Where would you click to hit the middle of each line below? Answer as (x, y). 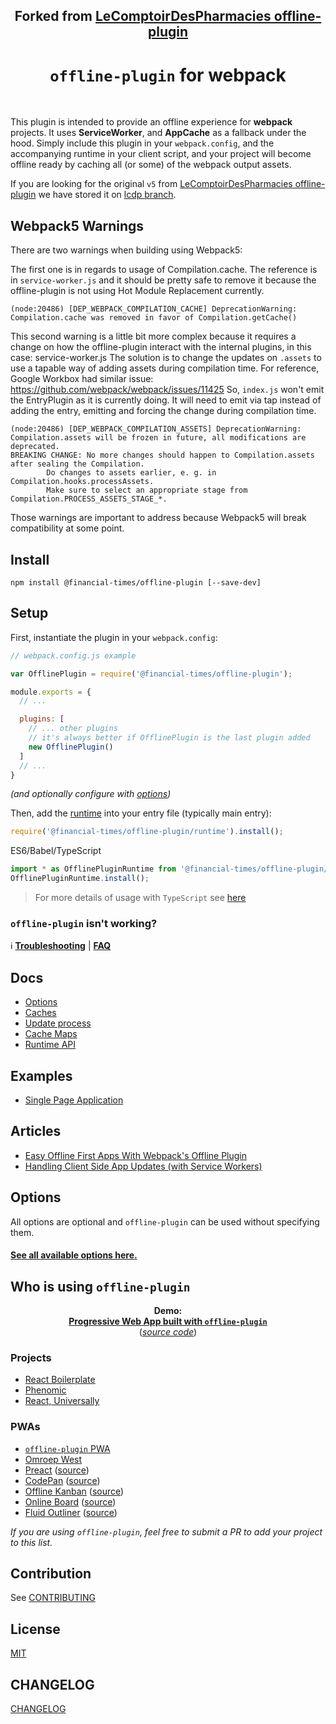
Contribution (51, 1573)
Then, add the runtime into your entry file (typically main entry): (141, 813)
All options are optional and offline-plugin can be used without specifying (165, 1221)
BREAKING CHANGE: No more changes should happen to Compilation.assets (162, 455)
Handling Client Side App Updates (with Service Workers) (143, 1166)
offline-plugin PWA (67, 1448)
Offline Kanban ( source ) (74, 1491)
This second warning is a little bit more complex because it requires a (153, 336)
